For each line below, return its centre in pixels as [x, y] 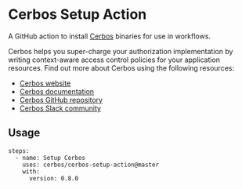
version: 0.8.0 [54, 178]
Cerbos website [45, 83]
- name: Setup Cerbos [51, 158]
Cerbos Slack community [60, 108]
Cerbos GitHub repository [61, 100]
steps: [19, 151]
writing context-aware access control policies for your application [114, 60]
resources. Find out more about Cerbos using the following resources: [121, 67]
